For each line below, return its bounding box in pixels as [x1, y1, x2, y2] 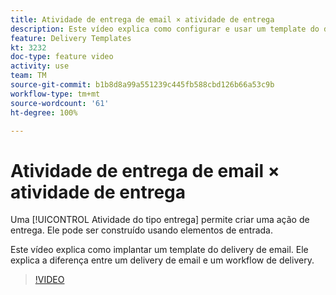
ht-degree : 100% [10, 107, 78, 118]
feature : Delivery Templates [10, 33, 132, 43]
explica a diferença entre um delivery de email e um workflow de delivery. [10, 254, 315, 266]
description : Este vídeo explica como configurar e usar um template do [10, 24, 320, 34]
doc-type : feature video [10, 52, 114, 62]
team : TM [10, 71, 47, 81]
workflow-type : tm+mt [10, 89, 101, 99]
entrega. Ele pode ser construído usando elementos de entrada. [10, 224, 273, 236]
